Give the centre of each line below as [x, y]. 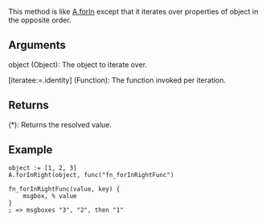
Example [31, 150]
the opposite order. [40, 20]
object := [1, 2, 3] [43, 168]
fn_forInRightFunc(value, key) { [64, 189]
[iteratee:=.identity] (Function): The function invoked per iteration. [117, 80]
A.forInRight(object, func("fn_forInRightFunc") [91, 176]
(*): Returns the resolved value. [60, 124]
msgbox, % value [50, 196]
